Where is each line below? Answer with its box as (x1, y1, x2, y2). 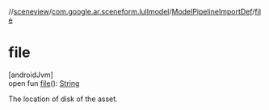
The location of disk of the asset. (8, 94, 119, 104)
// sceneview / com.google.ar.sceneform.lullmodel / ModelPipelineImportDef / (8, 7, 255, 16)
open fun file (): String (8, 78, 80, 88)
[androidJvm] (8, 70, 54, 79)
